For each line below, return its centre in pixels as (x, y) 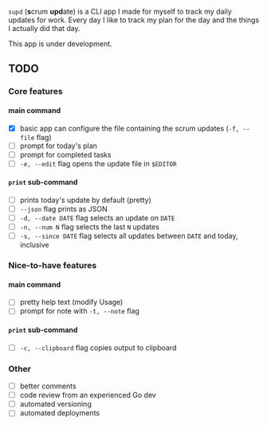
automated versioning (55, 404)
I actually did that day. (45, 28)
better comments (48, 386)
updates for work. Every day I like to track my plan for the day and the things (134, 20)
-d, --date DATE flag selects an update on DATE (97, 218)
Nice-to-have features (53, 266)
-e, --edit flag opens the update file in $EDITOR (98, 163)
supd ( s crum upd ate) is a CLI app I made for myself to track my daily (120, 12)
